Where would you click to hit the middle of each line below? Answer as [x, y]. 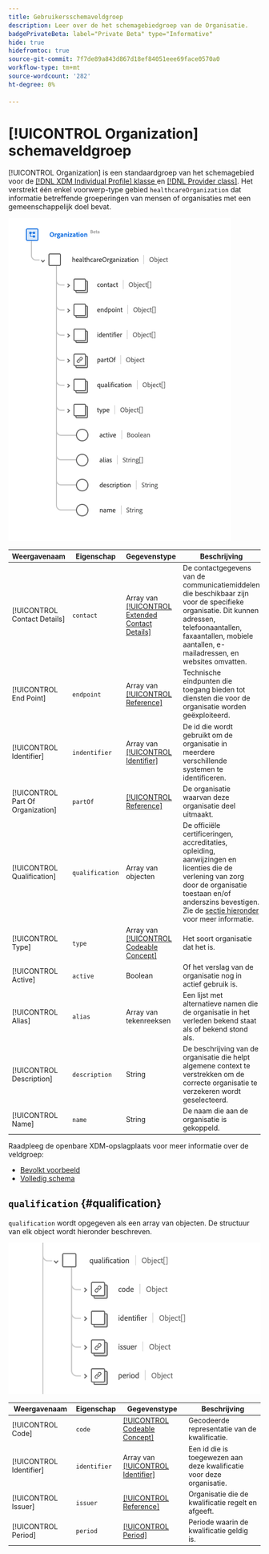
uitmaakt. [198, 814]
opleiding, [199, 851]
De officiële [202, 825]
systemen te [203, 769]
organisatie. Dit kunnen [221, 611]
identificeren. [205, 777]
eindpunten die [208, 681]
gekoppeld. [201, 1128]
